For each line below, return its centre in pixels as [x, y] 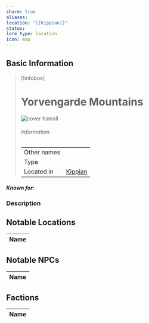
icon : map [18, 39]
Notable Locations [41, 223]
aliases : [17, 17]
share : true [21, 12]
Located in [38, 172]
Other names [42, 152]
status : [16, 28]
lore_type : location [32, 34]
